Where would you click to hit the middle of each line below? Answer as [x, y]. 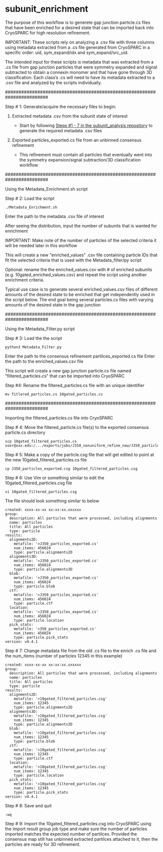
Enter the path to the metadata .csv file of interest [55, 216]
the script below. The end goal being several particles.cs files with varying [79, 300]
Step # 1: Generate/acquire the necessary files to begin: [61, 106]
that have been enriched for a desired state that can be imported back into [80, 27]
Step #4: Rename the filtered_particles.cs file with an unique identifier [75, 385]
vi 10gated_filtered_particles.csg [41, 492]
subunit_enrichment [47, 9]
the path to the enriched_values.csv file [44, 361]
